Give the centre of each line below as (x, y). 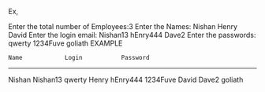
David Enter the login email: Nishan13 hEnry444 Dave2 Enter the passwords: (132, 35)
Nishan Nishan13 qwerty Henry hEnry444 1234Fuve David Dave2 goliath (126, 79)
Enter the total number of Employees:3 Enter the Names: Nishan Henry (123, 26)
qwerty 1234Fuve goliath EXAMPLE (65, 43)
